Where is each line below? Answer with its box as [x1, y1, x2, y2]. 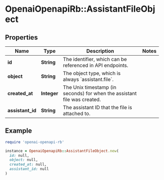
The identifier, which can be [62, 56, 127, 62]
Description [86, 48, 114, 54]
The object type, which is [62, 70, 121, 77]
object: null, [9, 158, 38, 162]
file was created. [62, 96, 101, 103]
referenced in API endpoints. [62, 62, 128, 69]
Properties [5, 33, 38, 41]
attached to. [62, 110, 91, 117]
